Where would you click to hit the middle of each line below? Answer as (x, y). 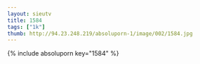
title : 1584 (25, 20)
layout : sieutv (29, 14)
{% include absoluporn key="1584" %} (63, 53)
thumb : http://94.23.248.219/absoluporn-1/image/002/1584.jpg (100, 33)
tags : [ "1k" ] (26, 27)
